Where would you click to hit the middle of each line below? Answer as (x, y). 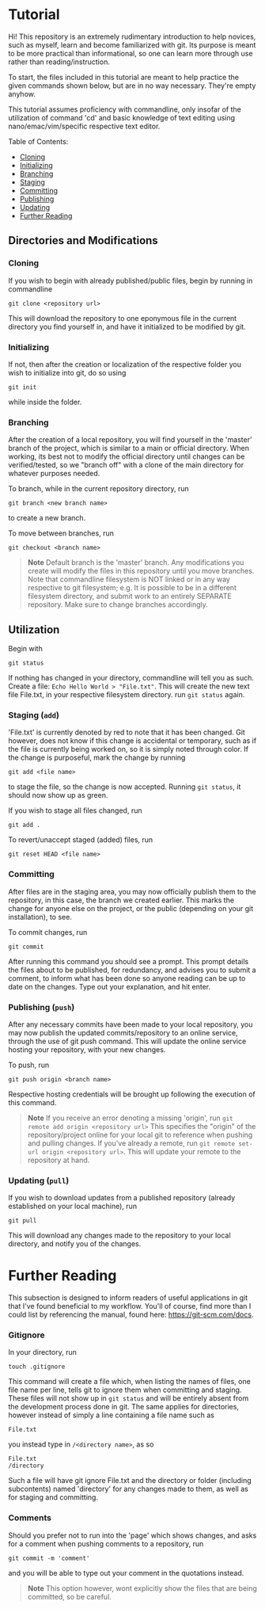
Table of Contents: (38, 141)
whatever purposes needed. (54, 474)
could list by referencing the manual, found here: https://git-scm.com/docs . (131, 1315)
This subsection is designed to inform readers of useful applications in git (128, 1298)
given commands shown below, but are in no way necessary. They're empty (132, 86)
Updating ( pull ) (39, 1180)
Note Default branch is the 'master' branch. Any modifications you (136, 562)
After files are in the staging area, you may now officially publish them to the (132, 891)
